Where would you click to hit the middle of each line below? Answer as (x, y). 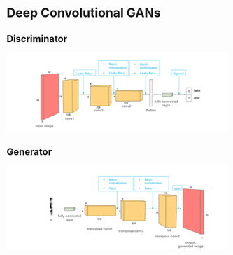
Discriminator (37, 39)
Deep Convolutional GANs (84, 13)
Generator (29, 152)
